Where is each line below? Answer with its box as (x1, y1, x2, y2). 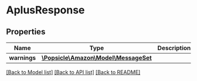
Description (157, 44, 191, 52)
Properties (6, 27, 46, 37)
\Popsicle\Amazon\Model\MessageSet (41, 54, 152, 62)
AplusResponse (6, 3, 85, 17)
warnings (9, 54, 36, 62)
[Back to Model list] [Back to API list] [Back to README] (6, 69, 141, 76)
